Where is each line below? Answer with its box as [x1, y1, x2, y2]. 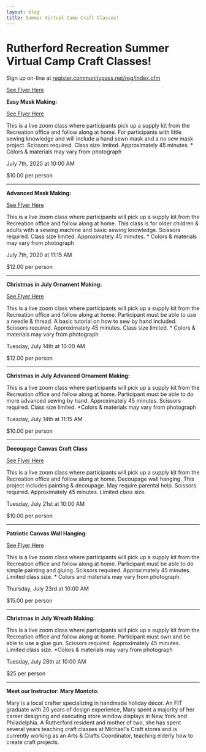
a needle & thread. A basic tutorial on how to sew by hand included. [6, 317, 177, 325]
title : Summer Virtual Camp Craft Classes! [6, 15, 120, 21]
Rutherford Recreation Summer [6, 41, 170, 55]
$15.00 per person [6, 597, 53, 605]
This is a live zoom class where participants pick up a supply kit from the [6, 122, 190, 130]
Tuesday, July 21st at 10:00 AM [6, 500, 85, 508]
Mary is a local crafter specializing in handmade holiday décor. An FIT [6, 699, 183, 707]
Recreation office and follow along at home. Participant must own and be [6, 633, 191, 640]
